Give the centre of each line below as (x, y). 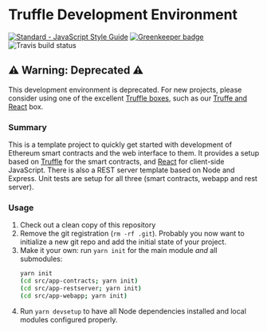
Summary (28, 127)
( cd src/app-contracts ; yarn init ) (79, 281)
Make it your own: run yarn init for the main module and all (118, 251)
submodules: (41, 259)
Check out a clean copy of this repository (88, 225)
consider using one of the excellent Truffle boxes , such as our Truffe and (128, 98)
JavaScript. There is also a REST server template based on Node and (122, 170)
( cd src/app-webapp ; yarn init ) (73, 296)
